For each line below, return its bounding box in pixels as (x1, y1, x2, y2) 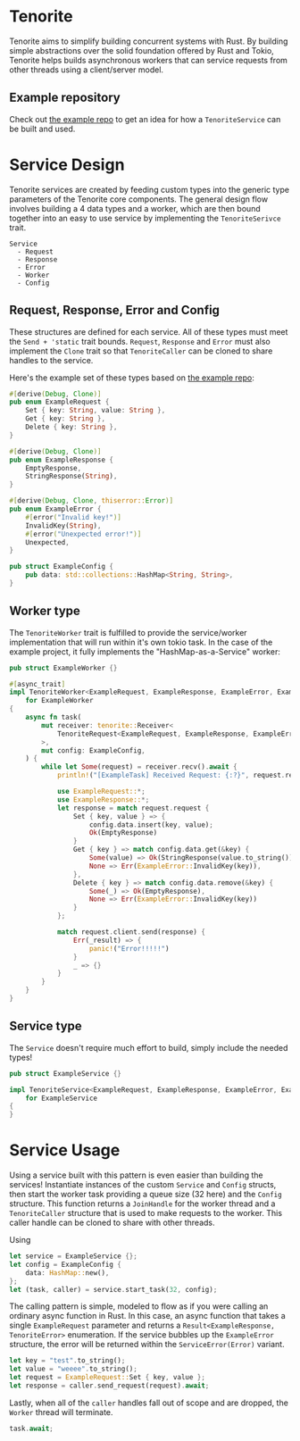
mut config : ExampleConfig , (41, 745, 146, 755)
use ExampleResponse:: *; (56, 795, 150, 804)
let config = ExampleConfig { (9, 1260, 122, 1269)
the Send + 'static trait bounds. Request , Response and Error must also (9, 336, 271, 346)
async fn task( (25, 712, 82, 722)
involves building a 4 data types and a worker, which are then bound (9, 203, 261, 213)
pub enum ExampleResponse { (9, 455, 114, 464)
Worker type (9, 604, 80, 619)
